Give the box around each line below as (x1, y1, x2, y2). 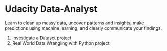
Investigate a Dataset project (12, 35, 72, 41)
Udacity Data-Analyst (5, 3, 98, 15)
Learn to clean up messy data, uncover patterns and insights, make (5, 20, 144, 26)
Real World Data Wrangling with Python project (12, 40, 110, 46)
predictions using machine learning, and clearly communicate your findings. (5, 25, 162, 31)
